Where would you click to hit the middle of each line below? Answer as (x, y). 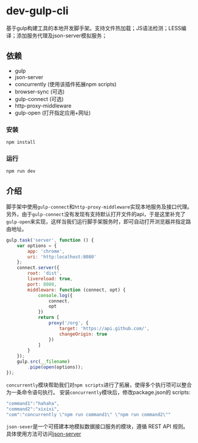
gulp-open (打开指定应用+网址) (52, 113)
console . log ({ (55, 295)
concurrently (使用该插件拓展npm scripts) (66, 84)
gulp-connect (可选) (39, 99)
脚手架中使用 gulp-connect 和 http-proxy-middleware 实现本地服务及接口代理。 (99, 207)
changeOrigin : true (83, 334)
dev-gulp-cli (37, 11)
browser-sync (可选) (40, 91)
